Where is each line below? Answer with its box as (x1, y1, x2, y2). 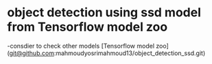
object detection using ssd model (7, 5, 201, 20)
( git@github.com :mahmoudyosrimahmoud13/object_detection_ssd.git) (7, 49, 206, 57)
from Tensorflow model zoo (7, 19, 168, 35)
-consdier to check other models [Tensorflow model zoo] (7, 42, 169, 50)
